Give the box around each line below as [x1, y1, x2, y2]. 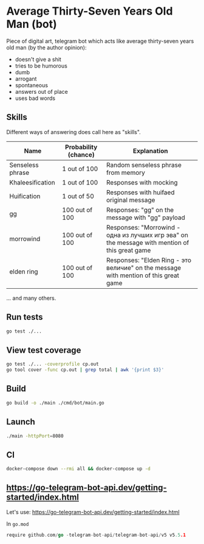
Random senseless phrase [106, 160, 182, 169]
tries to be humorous [15, 62, 68, 69]
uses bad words [15, 94, 56, 102]
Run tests [6, 312, 43, 322]
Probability [64, 143, 98, 151]
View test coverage [6, 345, 81, 355]
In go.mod [6, 520, 29, 528]
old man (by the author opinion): [6, 44, 87, 51]
